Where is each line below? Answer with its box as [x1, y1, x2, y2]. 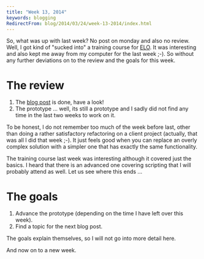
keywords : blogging [6, 15, 56, 21]
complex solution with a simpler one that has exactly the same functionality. [6, 143, 198, 150]
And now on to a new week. [6, 247, 77, 254]
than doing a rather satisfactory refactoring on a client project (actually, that [6, 130, 198, 137]
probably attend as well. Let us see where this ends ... [6, 168, 143, 176]
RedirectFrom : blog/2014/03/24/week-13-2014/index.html [6, 20, 152, 26]
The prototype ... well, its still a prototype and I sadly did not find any [15, 105, 189, 112]
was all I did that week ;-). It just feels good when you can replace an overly [6, 136, 197, 144]
